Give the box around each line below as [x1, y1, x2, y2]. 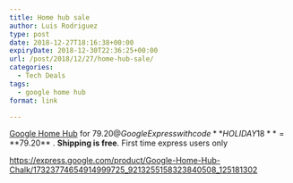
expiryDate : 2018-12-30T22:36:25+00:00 [9, 46, 159, 55]
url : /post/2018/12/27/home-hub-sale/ [9, 54, 154, 63]
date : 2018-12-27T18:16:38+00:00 [9, 37, 134, 47]
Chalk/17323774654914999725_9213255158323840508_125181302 [9, 164, 258, 175]
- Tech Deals [17, 71, 66, 80]
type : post [9, 29, 50, 38]
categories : [9, 63, 54, 72]
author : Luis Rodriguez [9, 21, 99, 30]
